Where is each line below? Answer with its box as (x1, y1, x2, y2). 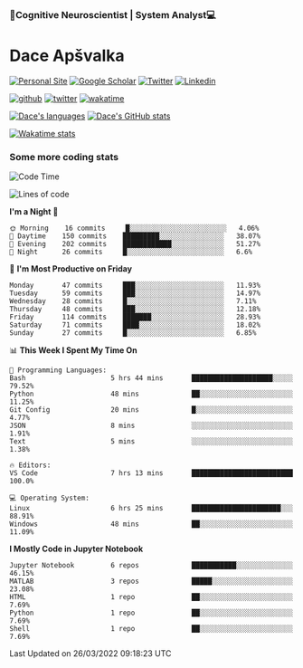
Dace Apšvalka (9, 45, 125, 66)
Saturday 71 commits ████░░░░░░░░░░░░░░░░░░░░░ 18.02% (9, 320, 260, 329)
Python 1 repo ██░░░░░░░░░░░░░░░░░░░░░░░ (9, 608, 294, 618)
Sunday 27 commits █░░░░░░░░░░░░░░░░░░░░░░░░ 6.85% (9, 329, 257, 338)
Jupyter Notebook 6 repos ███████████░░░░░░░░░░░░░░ (9, 561, 294, 570)
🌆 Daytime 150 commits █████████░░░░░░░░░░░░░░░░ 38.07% (9, 232, 260, 241)
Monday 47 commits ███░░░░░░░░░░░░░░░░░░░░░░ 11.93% (9, 281, 260, 291)
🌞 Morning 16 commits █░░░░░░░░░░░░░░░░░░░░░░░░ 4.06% (9, 224, 260, 234)
